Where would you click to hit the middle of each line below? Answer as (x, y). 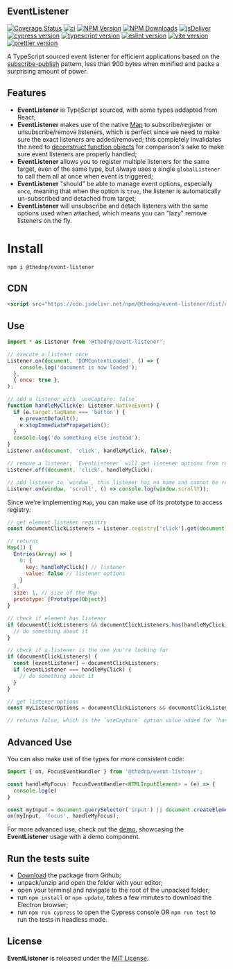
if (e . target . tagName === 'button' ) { (70, 412)
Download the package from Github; (69, 875)
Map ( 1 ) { (20, 548)
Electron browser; (43, 905)
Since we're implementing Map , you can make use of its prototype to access (115, 502)
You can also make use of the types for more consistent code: (96, 759)
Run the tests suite (49, 858)
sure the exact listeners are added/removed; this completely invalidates (119, 139)
